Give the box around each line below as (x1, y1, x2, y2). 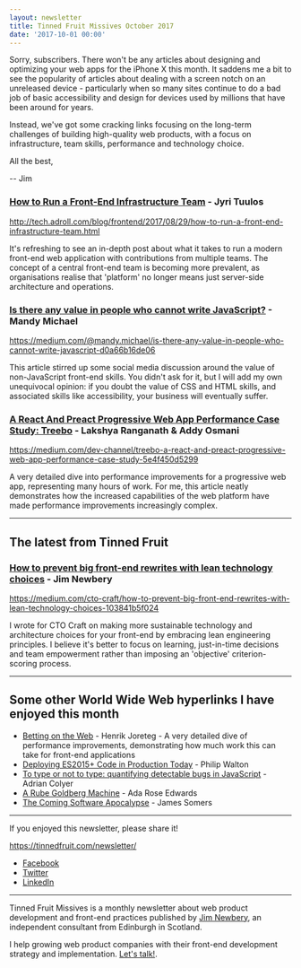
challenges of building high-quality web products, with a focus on (9, 129, 252, 140)
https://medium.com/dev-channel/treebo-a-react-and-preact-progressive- (9, 445, 287, 456)
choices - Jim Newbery (9, 572, 113, 585)
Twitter (21, 867, 49, 877)
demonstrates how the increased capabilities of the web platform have (9, 491, 271, 501)
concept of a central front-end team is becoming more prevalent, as (9, 262, 260, 273)
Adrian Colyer (21, 778, 74, 789)
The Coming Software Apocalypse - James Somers (21, 797, 213, 807)
